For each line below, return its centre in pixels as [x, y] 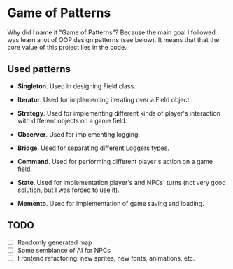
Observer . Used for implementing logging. [79, 134]
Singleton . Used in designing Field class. [77, 86]
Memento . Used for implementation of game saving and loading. [111, 203]
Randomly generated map [55, 242]
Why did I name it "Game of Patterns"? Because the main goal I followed [111, 32]
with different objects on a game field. [72, 120]
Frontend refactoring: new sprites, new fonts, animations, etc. [106, 258]
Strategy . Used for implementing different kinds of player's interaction [119, 113]
